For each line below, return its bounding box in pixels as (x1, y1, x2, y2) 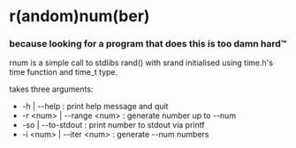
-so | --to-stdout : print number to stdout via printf (21, 120, 205, 130)
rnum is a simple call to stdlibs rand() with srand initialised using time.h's (9, 57, 274, 68)
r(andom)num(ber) (9, 6, 150, 26)
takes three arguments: (9, 84, 94, 94)
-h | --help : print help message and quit (21, 101, 169, 112)
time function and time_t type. (9, 67, 118, 78)
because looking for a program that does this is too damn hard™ (9, 38, 287, 50)
